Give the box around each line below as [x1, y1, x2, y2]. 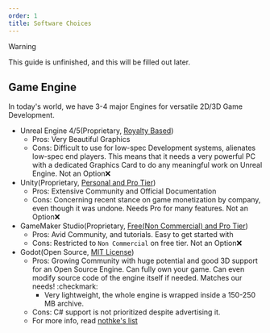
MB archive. [44, 299, 85, 309]
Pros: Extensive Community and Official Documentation [31, 186, 217, 196]
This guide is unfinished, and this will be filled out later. [8, 57, 191, 67]
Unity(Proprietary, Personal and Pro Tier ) [19, 178, 156, 188]
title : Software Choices [8, 19, 92, 27]
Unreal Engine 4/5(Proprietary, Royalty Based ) [19, 126, 174, 135]
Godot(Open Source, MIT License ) [19, 248, 135, 257]
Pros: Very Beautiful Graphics [31, 135, 131, 144]
